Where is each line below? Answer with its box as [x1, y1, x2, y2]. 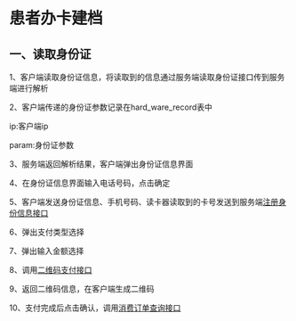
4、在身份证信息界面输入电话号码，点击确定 [9, 177, 171, 188]
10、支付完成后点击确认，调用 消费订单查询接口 [9, 302, 181, 313]
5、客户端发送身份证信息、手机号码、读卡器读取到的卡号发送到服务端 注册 [9, 197, 279, 207]
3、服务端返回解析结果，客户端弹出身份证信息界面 [9, 159, 194, 169]
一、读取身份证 [9, 46, 92, 62]
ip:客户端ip [9, 121, 49, 131]
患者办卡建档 [9, 8, 104, 29]
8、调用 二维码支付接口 [9, 265, 92, 275]
